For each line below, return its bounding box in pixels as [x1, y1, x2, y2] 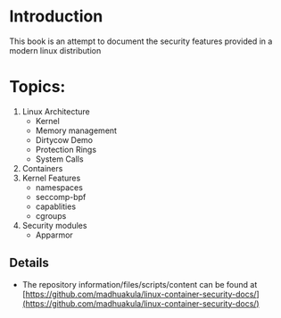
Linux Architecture [21, 105, 91, 117]
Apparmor [35, 230, 73, 240]
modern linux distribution [9, 45, 102, 55]
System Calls [35, 154, 84, 164]
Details [9, 255, 49, 271]
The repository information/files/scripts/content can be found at [21, 279, 258, 289]
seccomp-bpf [35, 191, 87, 202]
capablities [35, 201, 77, 212]
